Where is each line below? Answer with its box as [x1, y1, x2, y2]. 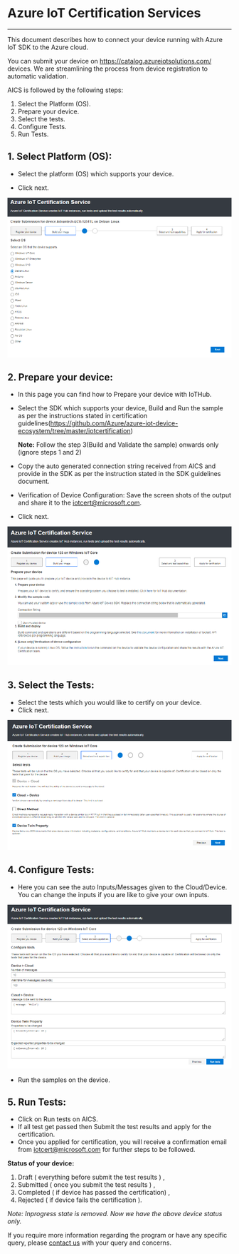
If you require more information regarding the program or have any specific [7, 1231, 228, 1240]
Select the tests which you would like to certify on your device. [17, 698, 202, 707]
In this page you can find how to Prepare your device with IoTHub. [17, 390, 212, 399]
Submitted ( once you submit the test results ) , [17, 1180, 156, 1189]
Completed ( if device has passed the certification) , [17, 1188, 171, 1197]
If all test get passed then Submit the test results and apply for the [17, 1123, 212, 1131]
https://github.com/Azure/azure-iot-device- [50, 419, 179, 428]
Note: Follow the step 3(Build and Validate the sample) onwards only [17, 440, 219, 449]
